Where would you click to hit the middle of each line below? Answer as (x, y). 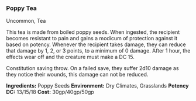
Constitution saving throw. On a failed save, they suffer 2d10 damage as (93, 68)
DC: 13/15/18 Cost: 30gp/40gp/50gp (50, 92)
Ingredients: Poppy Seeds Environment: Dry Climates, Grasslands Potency (97, 86)
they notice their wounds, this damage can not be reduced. (77, 75)
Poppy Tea (21, 8)
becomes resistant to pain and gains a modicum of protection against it (92, 39)
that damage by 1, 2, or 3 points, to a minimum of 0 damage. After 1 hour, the (98, 51)
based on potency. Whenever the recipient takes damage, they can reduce (96, 44)
